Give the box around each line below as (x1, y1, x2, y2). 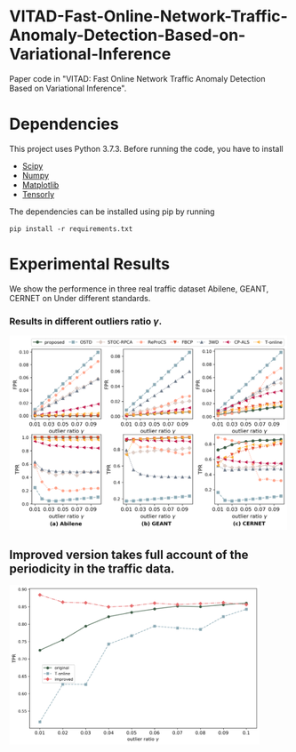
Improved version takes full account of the (9, 547, 249, 562)
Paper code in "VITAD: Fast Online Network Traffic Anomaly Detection (9, 73, 266, 84)
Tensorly (21, 188, 55, 199)
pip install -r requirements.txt (9, 224, 133, 233)
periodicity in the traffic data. (9, 561, 175, 576)
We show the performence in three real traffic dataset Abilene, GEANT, (9, 283, 269, 294)
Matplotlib (21, 180, 60, 190)
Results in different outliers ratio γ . (9, 315, 163, 327)
